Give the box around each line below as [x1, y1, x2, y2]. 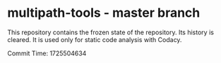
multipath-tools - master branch [7, 5, 201, 21]
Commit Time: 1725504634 [7, 49, 87, 57]
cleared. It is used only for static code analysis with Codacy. [7, 35, 182, 43]
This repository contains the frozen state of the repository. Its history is [7, 28, 214, 36]
